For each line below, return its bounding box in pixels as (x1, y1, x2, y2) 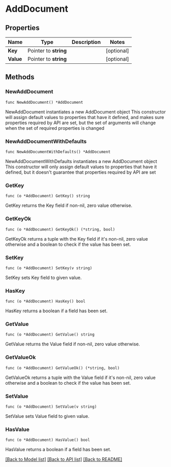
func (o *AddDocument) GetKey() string (5, 194, 90, 199)
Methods (5, 73, 35, 82)
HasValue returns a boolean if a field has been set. (5, 447, 111, 453)
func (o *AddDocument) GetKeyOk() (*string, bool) (5, 227, 115, 232)
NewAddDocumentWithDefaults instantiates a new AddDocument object (5, 158, 157, 164)
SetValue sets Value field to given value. (5, 413, 89, 419)
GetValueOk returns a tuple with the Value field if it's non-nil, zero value (5, 374, 156, 381)
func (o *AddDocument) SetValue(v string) (5, 404, 97, 409)
